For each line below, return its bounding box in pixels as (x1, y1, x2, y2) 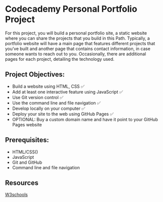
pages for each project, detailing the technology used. (5, 56, 115, 62)
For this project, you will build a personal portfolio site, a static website (5, 30, 147, 36)
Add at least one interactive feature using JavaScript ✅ (12, 89, 123, 95)
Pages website (12, 122, 42, 127)
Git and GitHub (12, 159, 43, 165)
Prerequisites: (5, 136, 49, 144)
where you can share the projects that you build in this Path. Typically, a (5, 35, 150, 41)
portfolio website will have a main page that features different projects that (5, 40, 155, 46)
